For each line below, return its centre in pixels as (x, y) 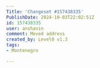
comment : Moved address (36, 34)
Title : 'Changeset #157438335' (45, 12)
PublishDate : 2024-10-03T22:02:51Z (50, 17)
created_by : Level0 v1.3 (37, 39)
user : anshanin (25, 28)
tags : (13, 45)
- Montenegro (22, 51)
